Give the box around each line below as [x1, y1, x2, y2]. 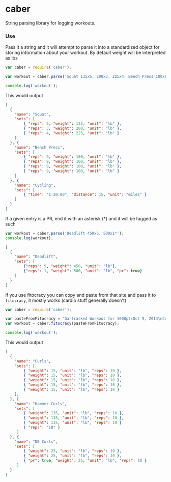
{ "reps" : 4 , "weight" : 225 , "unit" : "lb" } [23, 131, 120, 136]
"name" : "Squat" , [14, 111, 51, 117]
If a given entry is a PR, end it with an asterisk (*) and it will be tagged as [5, 215, 158, 221]
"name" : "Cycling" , [14, 183, 56, 188]
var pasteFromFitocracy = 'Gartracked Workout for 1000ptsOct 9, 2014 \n [5, 316, 163, 321]
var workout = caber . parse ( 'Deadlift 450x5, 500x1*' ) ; [5, 231, 124, 236]
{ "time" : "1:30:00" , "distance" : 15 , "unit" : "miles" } [23, 192, 147, 197]
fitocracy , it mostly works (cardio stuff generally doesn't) [5, 297, 127, 303]
